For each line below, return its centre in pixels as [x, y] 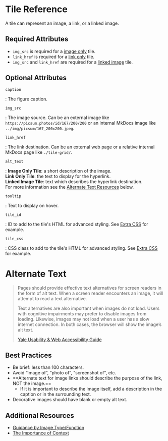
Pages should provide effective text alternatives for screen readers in [89, 288]
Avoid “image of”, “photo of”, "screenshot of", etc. [64, 373]
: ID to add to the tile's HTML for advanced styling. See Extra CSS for [77, 224]
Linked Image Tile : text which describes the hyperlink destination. [74, 181]
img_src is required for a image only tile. [54, 51]
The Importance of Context [41, 433]
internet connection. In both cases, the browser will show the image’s [90, 324]
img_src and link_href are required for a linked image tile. [73, 62]
